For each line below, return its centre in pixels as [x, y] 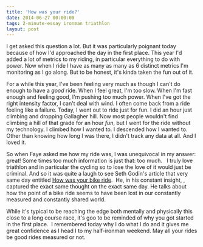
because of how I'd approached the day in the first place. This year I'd [94, 53]
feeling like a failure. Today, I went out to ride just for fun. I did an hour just [99, 110]
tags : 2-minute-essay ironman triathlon [58, 23]
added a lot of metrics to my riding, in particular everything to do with [93, 59]
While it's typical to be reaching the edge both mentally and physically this [99, 212]
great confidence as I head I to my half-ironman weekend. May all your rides [102, 231]
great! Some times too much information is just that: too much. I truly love [100, 161]
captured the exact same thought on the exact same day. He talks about [97, 187]
